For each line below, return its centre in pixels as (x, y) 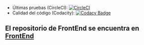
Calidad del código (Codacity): (44, 13)
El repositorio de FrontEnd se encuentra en (72, 28)
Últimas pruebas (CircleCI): (40, 8)
